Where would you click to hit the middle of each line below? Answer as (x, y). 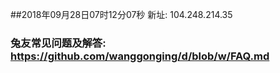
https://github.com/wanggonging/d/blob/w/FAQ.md (140, 56)
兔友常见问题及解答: (58, 43)
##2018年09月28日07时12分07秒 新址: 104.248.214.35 (121, 14)
